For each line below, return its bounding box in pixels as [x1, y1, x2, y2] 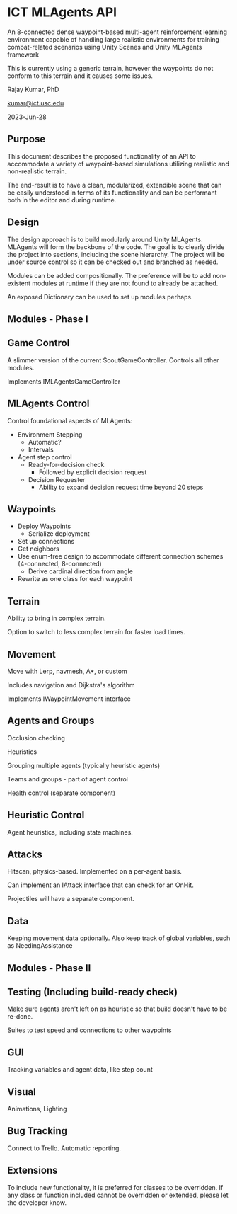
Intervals [28, 445, 54, 454]
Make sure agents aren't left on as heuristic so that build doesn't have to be [7, 1004, 228, 1013]
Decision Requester [28, 475, 86, 483]
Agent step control [17, 452, 72, 461]
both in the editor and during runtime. [7, 195, 117, 204]
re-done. [7, 1012, 33, 1021]
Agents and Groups [7, 715, 95, 727]
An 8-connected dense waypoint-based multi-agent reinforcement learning [7, 28, 228, 36]
